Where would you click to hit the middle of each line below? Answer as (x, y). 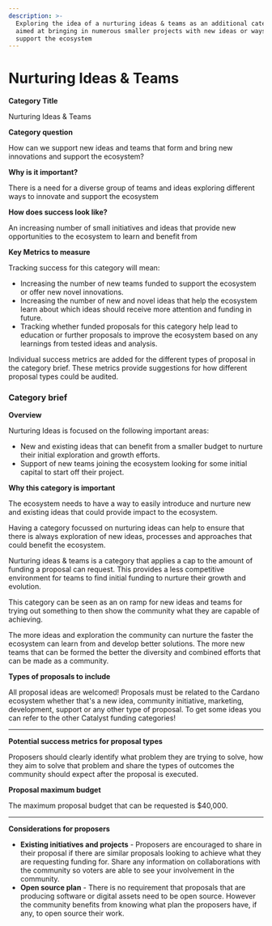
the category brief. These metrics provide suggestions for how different (128, 368)
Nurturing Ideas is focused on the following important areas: (108, 431)
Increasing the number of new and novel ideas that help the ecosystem (138, 301)
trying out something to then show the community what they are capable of (134, 611)
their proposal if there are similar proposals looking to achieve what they (140, 853)
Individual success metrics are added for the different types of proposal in (132, 359)
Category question (40, 132)
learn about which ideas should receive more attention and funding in (136, 309)
